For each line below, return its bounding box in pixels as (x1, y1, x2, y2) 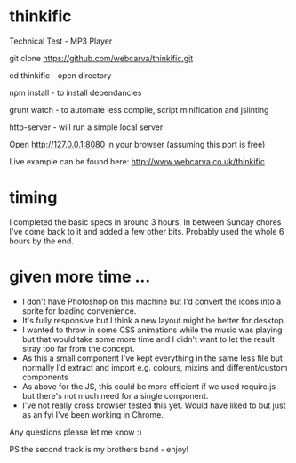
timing (9, 188, 58, 208)
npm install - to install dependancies (9, 87, 142, 98)
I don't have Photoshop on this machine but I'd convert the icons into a (21, 296, 282, 307)
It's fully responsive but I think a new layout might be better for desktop (21, 315, 284, 325)
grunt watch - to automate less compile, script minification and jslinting (9, 104, 269, 115)
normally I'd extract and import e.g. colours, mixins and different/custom (21, 362, 288, 372)
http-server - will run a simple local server (9, 122, 164, 132)
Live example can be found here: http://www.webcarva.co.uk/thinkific (9, 156, 265, 166)
